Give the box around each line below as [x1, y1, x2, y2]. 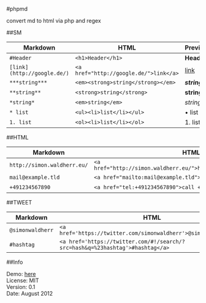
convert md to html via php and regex [6, 17, 101, 24]
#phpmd [6, 6, 28, 12]
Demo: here [6, 271, 36, 277]
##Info [6, 258, 23, 266]
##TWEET [6, 199, 32, 206]
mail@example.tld [9, 174, 60, 181]
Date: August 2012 [6, 290, 53, 297]
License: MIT [6, 277, 39, 284]
